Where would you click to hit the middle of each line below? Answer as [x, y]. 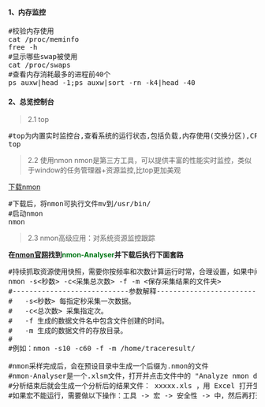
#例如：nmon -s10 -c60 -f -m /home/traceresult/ [102, 349]
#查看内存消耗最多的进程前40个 [60, 74]
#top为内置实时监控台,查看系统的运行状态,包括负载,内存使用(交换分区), [129, 136]
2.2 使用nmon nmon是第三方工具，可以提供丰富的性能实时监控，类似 [140, 161]
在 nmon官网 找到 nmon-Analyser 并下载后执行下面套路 [96, 255]
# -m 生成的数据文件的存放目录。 [68, 331]
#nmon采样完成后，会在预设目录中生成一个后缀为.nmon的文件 [108, 366]
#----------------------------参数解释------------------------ [132, 292]
